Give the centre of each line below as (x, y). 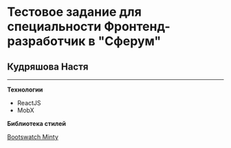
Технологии (25, 89)
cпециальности (54, 27)
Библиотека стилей (37, 124)
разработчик (46, 41)
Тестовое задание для (75, 12)
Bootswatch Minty (33, 137)
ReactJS (29, 103)
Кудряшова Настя (48, 66)
